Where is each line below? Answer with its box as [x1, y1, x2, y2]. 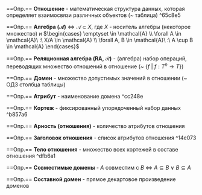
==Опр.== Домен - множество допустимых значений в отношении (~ [6, 74, 188, 82]
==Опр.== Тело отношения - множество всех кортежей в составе [6, 145, 178, 153]
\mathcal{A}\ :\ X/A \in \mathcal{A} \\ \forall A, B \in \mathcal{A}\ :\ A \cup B [6, 36, 194, 43]
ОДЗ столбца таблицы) [6, 81, 66, 88]
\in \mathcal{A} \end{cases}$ [6, 43, 80, 50]
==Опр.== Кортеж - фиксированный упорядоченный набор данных [6, 104, 181, 111]
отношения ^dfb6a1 [6, 152, 56, 159]
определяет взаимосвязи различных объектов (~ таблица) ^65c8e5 [6, 11, 181, 19]
